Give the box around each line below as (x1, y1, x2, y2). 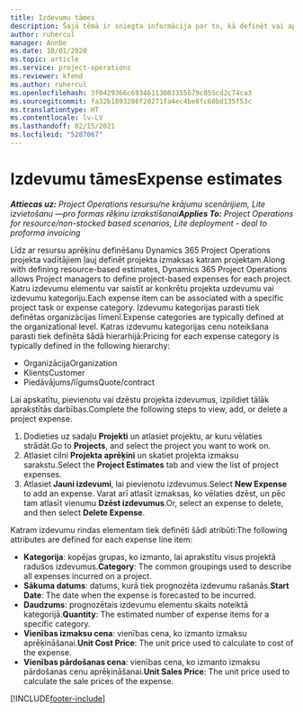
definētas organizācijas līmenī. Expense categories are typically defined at (10, 311, 284, 322)
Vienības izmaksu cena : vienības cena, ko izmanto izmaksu (22, 627, 247, 638)
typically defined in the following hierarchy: (10, 340, 170, 351)
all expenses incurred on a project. (22, 570, 152, 581)
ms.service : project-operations (10, 64, 131, 73)
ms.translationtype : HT (10, 105, 100, 114)
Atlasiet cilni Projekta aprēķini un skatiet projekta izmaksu (22, 449, 239, 460)
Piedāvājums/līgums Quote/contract (22, 377, 156, 387)
